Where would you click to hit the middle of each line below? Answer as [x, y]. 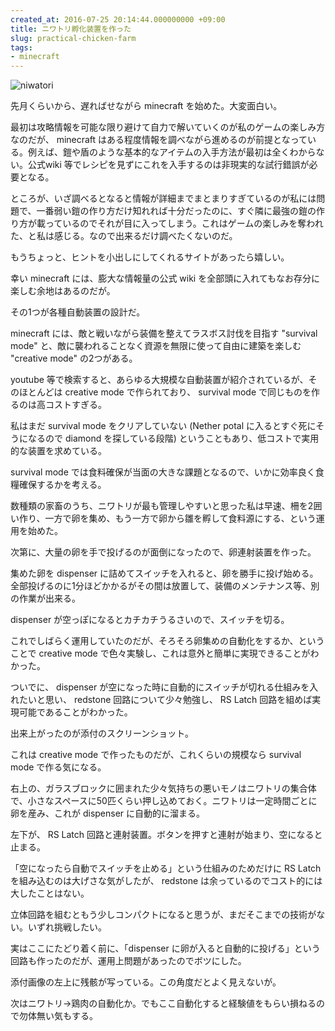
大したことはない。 [50, 893]
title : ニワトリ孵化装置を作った [71, 29]
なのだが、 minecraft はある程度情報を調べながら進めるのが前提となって [159, 140]
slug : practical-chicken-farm [73, 38]
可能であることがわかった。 [75, 712]
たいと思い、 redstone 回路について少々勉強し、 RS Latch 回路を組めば [165, 700]
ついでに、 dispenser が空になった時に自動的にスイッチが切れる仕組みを [160, 687]
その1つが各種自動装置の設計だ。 [78, 312]
